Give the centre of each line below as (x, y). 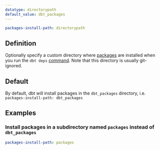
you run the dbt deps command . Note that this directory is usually (72, 60)
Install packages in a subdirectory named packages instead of (80, 127)
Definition (21, 43)
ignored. (14, 66)
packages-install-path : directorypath (45, 28)
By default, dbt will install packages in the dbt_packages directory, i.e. (76, 93)
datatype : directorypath (31, 10)
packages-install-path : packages (40, 142)
